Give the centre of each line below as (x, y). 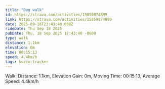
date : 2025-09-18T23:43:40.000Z (39, 24)
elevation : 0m (20, 48)
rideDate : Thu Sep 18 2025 (34, 29)
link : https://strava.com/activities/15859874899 (59, 19)
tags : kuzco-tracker (27, 62)
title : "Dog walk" (25, 10)
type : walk (17, 38)
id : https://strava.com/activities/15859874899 (56, 15)
